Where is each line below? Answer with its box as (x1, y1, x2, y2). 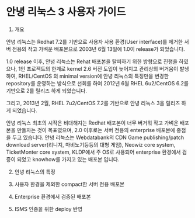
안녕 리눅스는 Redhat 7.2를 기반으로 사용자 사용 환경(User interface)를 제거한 (6, 38, 183, 45)
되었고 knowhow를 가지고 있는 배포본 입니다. (16, 155, 120, 162)
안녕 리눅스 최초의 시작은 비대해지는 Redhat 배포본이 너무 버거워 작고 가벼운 (6, 119, 179, 126)
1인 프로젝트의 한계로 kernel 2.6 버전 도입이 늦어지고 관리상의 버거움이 (18, 65, 179, 72)
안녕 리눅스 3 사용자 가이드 (6, 5, 126, 19)
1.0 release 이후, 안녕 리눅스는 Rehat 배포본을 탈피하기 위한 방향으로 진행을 (6, 58, 178, 65)
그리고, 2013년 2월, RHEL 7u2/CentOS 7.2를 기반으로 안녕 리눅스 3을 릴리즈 (6, 99, 180, 106)
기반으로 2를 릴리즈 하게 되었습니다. (6, 87, 88, 94)
